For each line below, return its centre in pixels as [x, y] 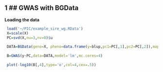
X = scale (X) [18, 33]
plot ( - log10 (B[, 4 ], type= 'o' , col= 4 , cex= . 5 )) [51, 65]
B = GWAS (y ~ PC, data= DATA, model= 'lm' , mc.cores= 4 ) [55, 56]
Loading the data [22, 19]
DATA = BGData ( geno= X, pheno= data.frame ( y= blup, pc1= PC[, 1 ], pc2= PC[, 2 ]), [80, 47]
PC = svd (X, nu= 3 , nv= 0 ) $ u [30, 38]
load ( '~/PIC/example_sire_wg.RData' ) [45, 29]
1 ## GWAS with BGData [42, 8]
